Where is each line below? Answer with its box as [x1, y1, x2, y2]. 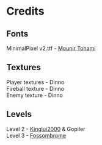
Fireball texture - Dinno [6, 85, 65, 92]
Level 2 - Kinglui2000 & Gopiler [6, 125, 86, 132]
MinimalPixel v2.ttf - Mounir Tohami [6, 44, 96, 52]
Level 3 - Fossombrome [6, 132, 66, 139]
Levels [6, 109, 32, 119]
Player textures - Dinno [6, 78, 65, 86]
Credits [6, 4, 45, 18]
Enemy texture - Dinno [6, 91, 63, 99]
